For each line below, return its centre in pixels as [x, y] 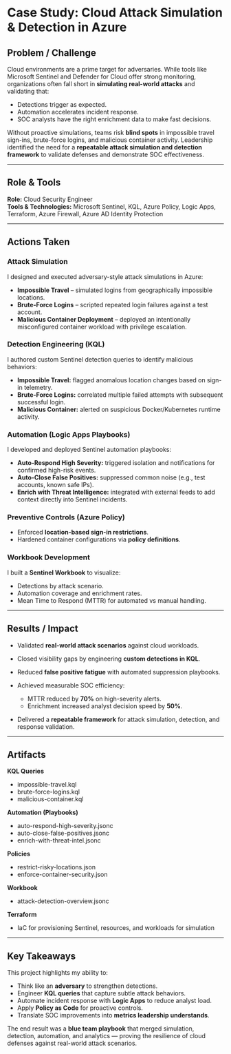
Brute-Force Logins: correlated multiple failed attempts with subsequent [120, 395]
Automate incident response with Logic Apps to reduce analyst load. [114, 1001]
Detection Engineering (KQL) [56, 344]
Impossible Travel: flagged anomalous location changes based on [111, 380]
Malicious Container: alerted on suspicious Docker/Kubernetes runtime [119, 409]
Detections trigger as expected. [62, 104]
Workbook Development [49, 557]
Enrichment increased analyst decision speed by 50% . [105, 706]
